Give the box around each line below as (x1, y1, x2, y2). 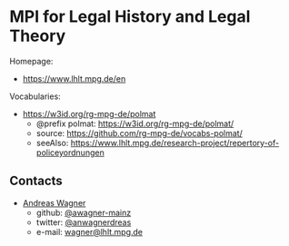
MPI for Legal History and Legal (9, 6, 251, 27)
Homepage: (9, 55, 54, 66)
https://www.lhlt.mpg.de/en (22, 73, 126, 84)
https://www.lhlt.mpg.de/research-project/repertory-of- (70, 137, 280, 148)
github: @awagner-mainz (35, 207, 132, 218)
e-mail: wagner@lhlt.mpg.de (35, 226, 144, 237)
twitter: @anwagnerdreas (35, 216, 132, 228)
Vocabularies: (9, 91, 61, 102)
